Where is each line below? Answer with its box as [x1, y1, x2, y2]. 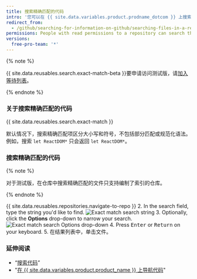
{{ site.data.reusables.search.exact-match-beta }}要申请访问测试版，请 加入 [6, 69, 188, 76]
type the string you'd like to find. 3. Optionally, [6, 209, 188, 216]
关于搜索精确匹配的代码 [6, 104, 72, 112]
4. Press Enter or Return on [109, 221, 181, 228]
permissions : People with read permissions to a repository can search [6, 31, 185, 36]
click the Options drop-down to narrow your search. [6, 215, 133, 222]
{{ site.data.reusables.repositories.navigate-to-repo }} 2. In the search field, [6, 203, 189, 210]
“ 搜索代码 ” [14, 259, 40, 266]
